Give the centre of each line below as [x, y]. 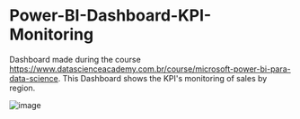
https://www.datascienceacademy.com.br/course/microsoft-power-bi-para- [150, 69]
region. [22, 88]
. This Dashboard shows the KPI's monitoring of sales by [163, 78]
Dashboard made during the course [75, 59]
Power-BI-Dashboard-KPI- [110, 16]
